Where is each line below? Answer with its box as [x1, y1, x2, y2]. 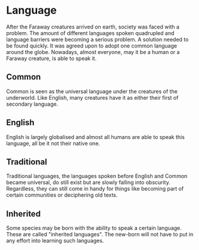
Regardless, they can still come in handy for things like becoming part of [6, 185, 184, 192]
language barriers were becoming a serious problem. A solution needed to [6, 36, 189, 43]
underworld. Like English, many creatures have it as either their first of [6, 94, 179, 101]
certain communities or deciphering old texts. [6, 191, 118, 199]
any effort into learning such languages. [6, 237, 104, 244]
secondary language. [6, 100, 58, 107]
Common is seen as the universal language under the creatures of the [6, 87, 178, 95]
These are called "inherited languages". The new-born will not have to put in [6, 231, 194, 238]
